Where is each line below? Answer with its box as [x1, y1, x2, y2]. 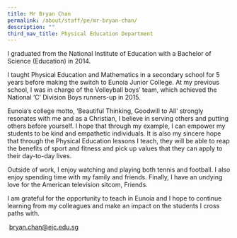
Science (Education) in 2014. [7, 57, 91, 66]
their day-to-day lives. [7, 152, 72, 160]
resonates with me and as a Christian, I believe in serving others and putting [7, 114, 229, 123]
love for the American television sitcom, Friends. [7, 181, 149, 189]
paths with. [7, 209, 40, 218]
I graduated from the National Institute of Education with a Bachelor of [7, 49, 212, 58]
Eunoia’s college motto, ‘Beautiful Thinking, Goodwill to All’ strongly [7, 107, 204, 115]
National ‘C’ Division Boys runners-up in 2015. [7, 93, 141, 102]
